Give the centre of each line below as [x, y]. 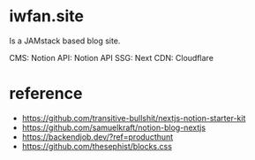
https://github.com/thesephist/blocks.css [97, 146]
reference [46, 94]
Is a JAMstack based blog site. [65, 41]
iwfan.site [46, 16]
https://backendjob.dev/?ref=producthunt [97, 137]
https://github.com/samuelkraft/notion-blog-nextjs [113, 127]
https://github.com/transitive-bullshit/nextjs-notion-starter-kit [134, 118]
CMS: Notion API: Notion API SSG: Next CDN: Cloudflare [112, 57]
